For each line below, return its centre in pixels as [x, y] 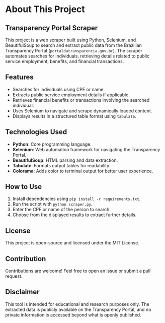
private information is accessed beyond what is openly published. [73, 315]
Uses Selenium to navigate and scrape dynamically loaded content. [82, 111]
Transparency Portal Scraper [52, 28]
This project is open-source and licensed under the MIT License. [72, 243]
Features [19, 77]
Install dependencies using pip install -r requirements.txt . [76, 199]
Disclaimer [22, 292]
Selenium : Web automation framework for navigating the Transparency [86, 149]
